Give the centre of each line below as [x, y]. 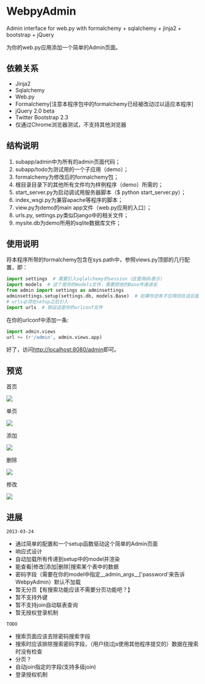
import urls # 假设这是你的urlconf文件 [55, 307]
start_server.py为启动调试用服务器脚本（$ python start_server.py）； [101, 192]
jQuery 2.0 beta [35, 111]
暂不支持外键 [31, 597]
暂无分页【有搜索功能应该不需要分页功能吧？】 [74, 589]
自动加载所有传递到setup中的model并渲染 [67, 559]
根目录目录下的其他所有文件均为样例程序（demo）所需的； [89, 184]
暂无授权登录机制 [37, 612]
